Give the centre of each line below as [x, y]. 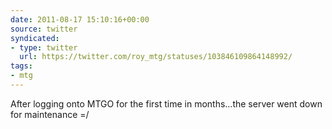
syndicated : [35, 38]
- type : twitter [44, 47]
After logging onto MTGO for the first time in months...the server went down [166, 103]
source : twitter [44, 29]
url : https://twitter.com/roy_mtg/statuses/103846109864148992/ [156, 57]
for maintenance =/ [50, 114]
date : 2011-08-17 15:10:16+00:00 [80, 19]
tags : [21, 66]
